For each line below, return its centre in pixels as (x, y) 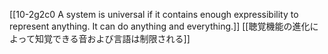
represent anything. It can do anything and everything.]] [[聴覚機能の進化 (160, 26)
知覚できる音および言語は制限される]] (112, 38)
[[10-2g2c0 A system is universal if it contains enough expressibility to (154, 14)
